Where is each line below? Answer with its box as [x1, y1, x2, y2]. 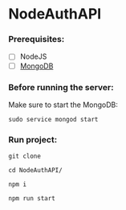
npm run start [8, 195, 56, 203]
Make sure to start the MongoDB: [8, 100, 119, 109]
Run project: [8, 134, 58, 145]
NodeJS [19, 51, 47, 61]
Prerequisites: [8, 34, 65, 45]
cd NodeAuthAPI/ [8, 167, 63, 175]
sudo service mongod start [8, 115, 99, 123]
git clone [8, 152, 42, 161]
